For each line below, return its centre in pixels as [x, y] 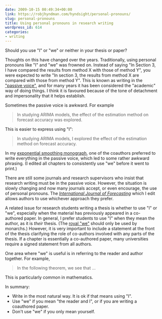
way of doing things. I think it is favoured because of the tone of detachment [81, 91]
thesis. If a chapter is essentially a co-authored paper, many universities [77, 239]
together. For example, [28, 258]
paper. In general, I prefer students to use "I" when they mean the [89, 218]
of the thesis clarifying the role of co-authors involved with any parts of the [80, 234]
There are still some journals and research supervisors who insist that [74, 178]
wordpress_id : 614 [23, 28]
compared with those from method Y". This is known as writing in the [74, 80]
